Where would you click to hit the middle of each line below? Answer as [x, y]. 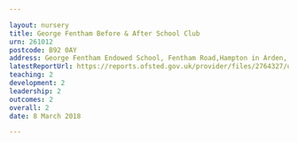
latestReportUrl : [41, 67]
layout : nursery [39, 25]
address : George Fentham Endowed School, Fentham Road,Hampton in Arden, [149, 59]
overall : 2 [29, 107]
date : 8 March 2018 [45, 116]
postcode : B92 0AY [43, 50]
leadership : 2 [35, 91]
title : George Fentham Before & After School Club [105, 33]
